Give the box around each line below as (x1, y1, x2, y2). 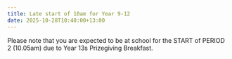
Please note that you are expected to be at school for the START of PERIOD (7, 36, 225, 44)
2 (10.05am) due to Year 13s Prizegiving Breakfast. (7, 44, 153, 52)
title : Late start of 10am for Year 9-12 (7, 10, 131, 18)
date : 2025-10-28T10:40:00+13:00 (7, 17, 105, 24)
